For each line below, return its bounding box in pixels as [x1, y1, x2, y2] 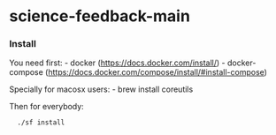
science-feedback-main [9, 6, 190, 26]
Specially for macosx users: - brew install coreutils [9, 84, 194, 94]
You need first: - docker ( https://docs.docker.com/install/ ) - [9, 57, 226, 68]
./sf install [17, 118, 65, 127]
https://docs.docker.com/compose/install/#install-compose [48, 67, 265, 78]
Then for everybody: [9, 101, 84, 112]
